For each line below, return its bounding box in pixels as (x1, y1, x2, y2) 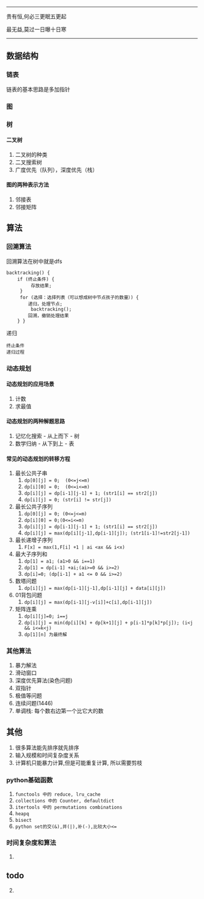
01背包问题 (15, 592, 42, 599)
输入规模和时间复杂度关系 (15, 751, 80, 759)
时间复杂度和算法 (6, 839, 56, 847)
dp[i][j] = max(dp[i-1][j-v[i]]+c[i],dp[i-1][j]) (24, 600, 153, 606)
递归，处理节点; (28, 301, 63, 307)
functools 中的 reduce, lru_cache (15, 791, 101, 798)
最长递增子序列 (15, 536, 53, 544)
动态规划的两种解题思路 (6, 417, 65, 425)
